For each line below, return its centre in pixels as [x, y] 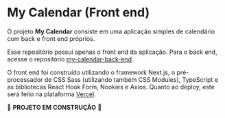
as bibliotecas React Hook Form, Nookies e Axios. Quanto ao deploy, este [111, 87]
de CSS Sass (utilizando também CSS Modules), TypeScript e [131, 79]
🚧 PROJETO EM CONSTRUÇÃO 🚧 [55, 107]
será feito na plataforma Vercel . [51, 94]
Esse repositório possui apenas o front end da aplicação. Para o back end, [112, 52]
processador [25, 79]
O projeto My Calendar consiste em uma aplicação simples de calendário [111, 31]
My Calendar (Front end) [78, 13]
